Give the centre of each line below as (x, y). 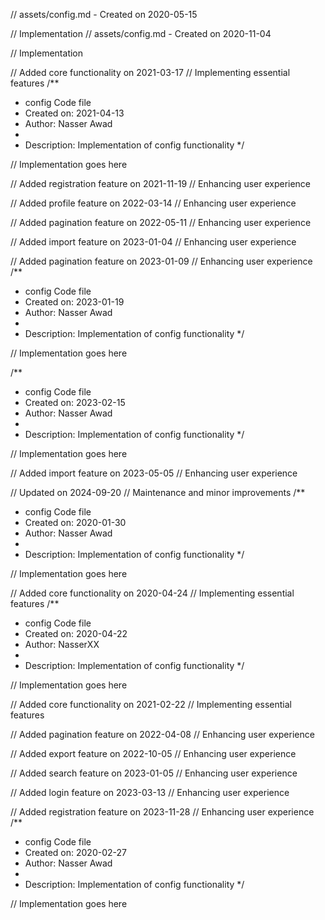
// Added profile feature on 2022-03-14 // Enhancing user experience (153, 203)
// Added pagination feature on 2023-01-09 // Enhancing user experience (161, 261)
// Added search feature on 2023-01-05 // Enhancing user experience (154, 773)
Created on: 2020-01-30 (75, 522)
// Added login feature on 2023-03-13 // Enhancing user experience (150, 792)
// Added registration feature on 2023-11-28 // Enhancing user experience (162, 812)
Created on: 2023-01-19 (74, 302)
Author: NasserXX (62, 644)
